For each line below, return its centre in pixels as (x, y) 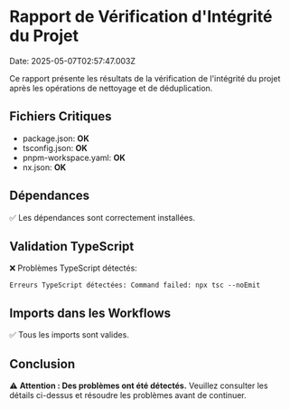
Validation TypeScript (72, 246)
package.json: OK (56, 138)
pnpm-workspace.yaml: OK (74, 157)
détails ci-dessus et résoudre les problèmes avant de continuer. (128, 395)
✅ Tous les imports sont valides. (69, 335)
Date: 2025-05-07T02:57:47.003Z (73, 61)
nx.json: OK (44, 167)
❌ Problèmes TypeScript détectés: (73, 268)
